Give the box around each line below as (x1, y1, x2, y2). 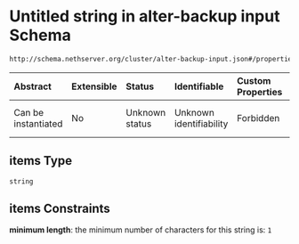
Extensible (70, 80, 117, 93)
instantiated (13, 118, 63, 130)
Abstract (13, 80, 52, 93)
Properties (237, 85, 283, 98)
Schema (9, 25, 71, 45)
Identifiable (174, 80, 224, 93)
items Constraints (9, 201, 111, 216)
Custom (237, 74, 271, 86)
